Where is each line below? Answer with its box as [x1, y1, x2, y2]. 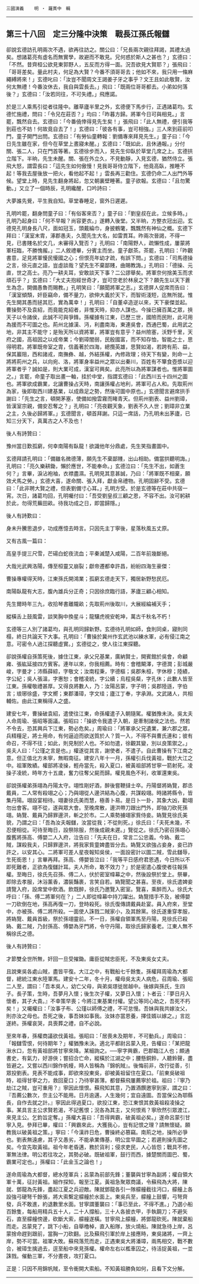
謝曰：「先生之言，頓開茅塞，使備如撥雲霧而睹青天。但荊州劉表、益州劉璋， [6, 395, 191, 402]
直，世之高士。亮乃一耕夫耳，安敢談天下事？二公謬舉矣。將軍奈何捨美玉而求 [6, 269, 193, 276]
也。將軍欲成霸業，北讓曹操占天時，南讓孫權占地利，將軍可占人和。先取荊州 [6, 380, 193, 387]
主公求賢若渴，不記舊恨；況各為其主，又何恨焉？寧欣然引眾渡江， [31, 1106, 193, 1113]
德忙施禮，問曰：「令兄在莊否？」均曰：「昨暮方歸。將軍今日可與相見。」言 [6, 110, 185, 117]
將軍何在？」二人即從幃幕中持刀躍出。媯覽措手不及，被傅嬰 [44, 893, 191, 900]
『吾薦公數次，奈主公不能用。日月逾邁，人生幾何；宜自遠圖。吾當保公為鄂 [6, 1091, 188, 1098]
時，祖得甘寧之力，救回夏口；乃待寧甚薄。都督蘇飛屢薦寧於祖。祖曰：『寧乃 [6, 1077, 191, 1084]
